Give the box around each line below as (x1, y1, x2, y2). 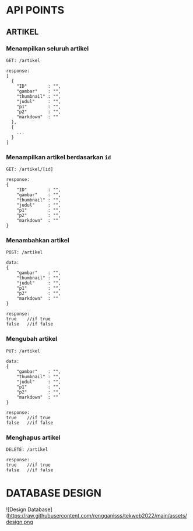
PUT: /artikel (6, 348, 41, 354)
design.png (6, 519, 33, 525)
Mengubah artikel (6, 335, 57, 343)
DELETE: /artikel (6, 447, 48, 453)
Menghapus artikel (6, 433, 61, 441)
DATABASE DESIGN (6, 487, 102, 500)
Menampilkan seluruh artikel (6, 44, 89, 53)
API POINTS (6, 4, 65, 17)
